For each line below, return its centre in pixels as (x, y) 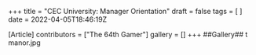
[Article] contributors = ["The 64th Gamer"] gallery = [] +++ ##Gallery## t (128, 34)
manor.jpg (24, 43)
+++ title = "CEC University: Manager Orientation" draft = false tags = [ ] (125, 11)
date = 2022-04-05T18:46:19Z (58, 19)
